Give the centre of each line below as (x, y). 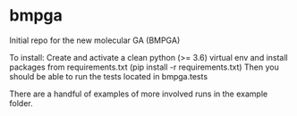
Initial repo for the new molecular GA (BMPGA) (95, 40)
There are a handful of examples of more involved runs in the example (139, 94)
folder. (21, 103)
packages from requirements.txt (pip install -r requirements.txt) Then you (144, 67)
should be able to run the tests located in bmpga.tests (109, 76)
